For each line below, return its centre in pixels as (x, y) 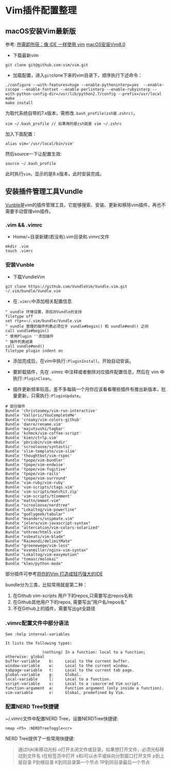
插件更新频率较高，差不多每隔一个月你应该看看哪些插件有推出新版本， (87, 389)
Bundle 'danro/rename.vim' (34, 424)
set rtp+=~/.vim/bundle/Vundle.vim (43, 321)
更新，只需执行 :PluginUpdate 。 (50, 396)
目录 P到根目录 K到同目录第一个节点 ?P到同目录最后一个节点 (86, 762)
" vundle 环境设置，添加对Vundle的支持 (44, 312)
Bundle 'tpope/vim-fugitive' (36, 469)
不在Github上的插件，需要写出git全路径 (54, 609)
